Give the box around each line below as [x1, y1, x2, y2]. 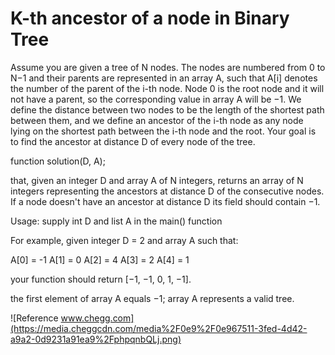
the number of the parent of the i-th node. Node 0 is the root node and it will [10, 82, 325, 94]
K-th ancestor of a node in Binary [10, 7, 290, 30]
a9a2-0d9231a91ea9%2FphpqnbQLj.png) [10, 333, 182, 345]
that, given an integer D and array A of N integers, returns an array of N [10, 174, 304, 186]
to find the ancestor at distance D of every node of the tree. [10, 135, 256, 147]
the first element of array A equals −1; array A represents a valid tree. [10, 292, 295, 304]
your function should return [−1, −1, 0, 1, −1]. [10, 273, 192, 285]
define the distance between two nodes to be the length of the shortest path [10, 103, 325, 116]
